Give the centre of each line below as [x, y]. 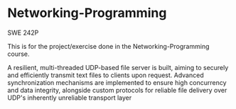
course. [18, 54]
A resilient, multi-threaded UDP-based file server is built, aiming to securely [118, 67]
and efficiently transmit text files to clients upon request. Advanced [106, 75]
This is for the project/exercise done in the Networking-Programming [108, 46]
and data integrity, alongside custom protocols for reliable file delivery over [117, 90]
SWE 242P [23, 33]
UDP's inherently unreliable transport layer [70, 98]
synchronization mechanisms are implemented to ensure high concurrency [117, 82]
